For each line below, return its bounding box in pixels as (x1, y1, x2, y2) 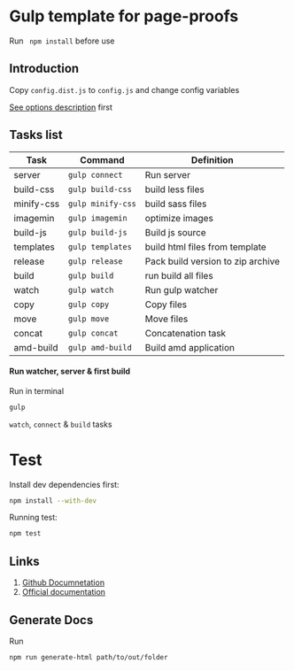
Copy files (144, 298, 188, 311)
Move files (144, 312, 189, 325)
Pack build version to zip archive (144, 255, 281, 267)
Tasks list (9, 127, 64, 143)
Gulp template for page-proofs (9, 6, 239, 27)
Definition (190, 153, 235, 166)
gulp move (67, 313, 110, 324)
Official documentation (21, 587, 106, 598)
